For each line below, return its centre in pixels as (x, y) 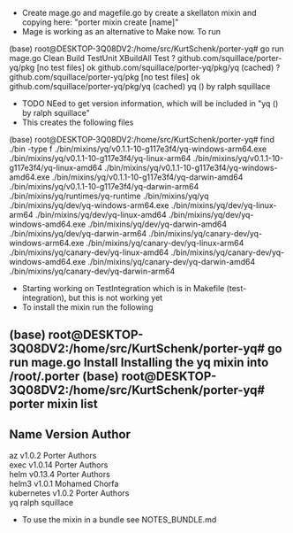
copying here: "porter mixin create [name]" (100, 22)
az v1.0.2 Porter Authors (53, 456)
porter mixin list (54, 404)
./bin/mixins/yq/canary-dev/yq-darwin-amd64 (172, 262)
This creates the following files (78, 122)
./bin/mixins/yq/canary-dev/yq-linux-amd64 (89, 252)
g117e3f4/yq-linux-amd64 (56, 168)
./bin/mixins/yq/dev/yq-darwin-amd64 (158, 224)
